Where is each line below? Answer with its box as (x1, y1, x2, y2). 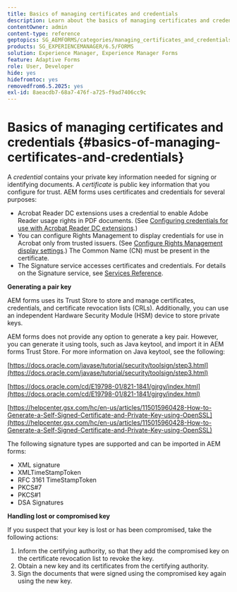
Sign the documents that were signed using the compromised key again (17, 569, 226, 578)
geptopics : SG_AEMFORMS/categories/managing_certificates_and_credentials (7, 37, 232, 44)
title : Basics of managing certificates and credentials (7, 10, 178, 18)
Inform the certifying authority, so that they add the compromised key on (17, 547, 229, 555)
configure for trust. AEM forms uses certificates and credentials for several (7, 188, 226, 196)
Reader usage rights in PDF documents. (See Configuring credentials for (17, 217, 229, 225)
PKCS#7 (17, 483, 42, 492)
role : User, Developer (7, 63, 74, 70)
